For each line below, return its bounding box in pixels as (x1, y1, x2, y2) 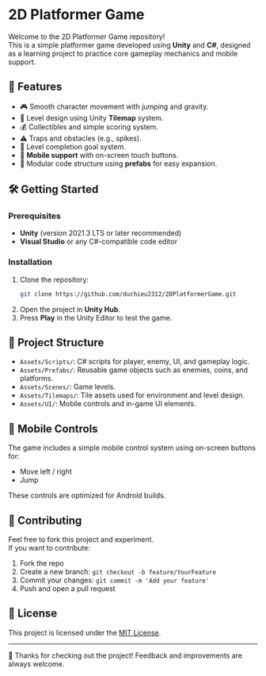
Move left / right (19, 467, 73, 477)
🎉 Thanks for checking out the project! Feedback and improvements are (8, 651, 243, 660)
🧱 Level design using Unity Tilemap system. (19, 113, 164, 122)
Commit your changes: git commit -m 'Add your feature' (19, 575, 210, 585)
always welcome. (8, 659, 65, 668)
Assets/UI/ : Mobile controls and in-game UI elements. (19, 399, 196, 409)
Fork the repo (19, 559, 65, 568)
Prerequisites (8, 210, 61, 221)
